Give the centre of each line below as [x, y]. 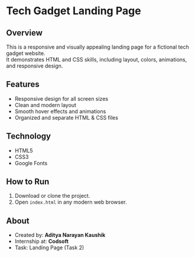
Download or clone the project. [52, 196]
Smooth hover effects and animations [60, 111]
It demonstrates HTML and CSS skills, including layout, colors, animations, [97, 60]
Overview [25, 33]
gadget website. [26, 53]
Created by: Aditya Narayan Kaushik [60, 235]
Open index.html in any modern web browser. [71, 202]
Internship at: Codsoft [42, 242]
